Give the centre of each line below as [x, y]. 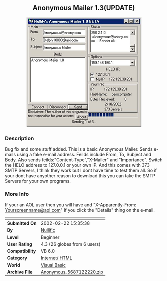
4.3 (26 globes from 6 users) [71, 244]
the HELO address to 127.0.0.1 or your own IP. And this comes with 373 [77, 165]
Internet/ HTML [56, 258]
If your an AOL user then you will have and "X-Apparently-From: [71, 205]
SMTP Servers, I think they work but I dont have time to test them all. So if [81, 170]
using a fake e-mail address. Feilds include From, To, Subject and [84, 155]
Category [17, 258]
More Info [17, 194]
